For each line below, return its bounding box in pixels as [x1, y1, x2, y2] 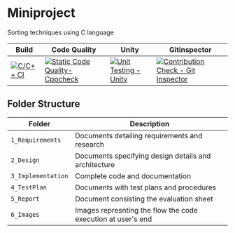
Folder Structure [7, 98, 80, 110]
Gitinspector [169, 44, 212, 54]
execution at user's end [74, 214, 152, 224]
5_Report [10, 194, 40, 203]
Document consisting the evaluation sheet [74, 194, 213, 204]
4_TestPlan [10, 183, 47, 191]
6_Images [10, 211, 40, 218]
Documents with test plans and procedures [74, 182, 217, 192]
